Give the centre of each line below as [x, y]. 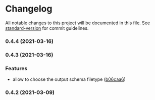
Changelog [29, 9]
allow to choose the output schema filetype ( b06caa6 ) [69, 79]
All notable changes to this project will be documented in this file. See [78, 23]
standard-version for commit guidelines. [47, 28]
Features [16, 68]
